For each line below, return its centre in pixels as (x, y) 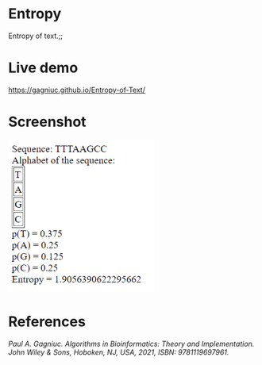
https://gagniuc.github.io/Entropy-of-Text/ (77, 90)
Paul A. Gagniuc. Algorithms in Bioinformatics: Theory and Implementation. (131, 344)
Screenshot (47, 122)
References (47, 321)
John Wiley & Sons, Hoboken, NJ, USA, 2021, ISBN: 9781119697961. (119, 352)
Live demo (43, 68)
